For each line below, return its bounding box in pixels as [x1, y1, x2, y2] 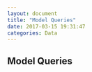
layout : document [7, 10, 58, 17]
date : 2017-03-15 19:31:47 [7, 23, 86, 30]
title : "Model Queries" [7, 17, 77, 24]
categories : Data [7, 29, 58, 37]
